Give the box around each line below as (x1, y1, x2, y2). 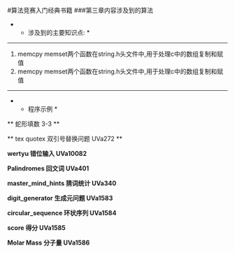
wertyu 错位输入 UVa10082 (7, 150, 87, 157)
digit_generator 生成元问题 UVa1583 (7, 194, 113, 202)
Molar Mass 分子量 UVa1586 (7, 238, 90, 247)
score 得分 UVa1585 (7, 224, 66, 232)
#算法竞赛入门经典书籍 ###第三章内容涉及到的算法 (7, 6, 154, 14)
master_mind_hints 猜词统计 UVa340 (7, 179, 117, 187)
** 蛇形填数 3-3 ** (7, 120, 60, 128)
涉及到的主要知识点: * (27, 29, 90, 36)
